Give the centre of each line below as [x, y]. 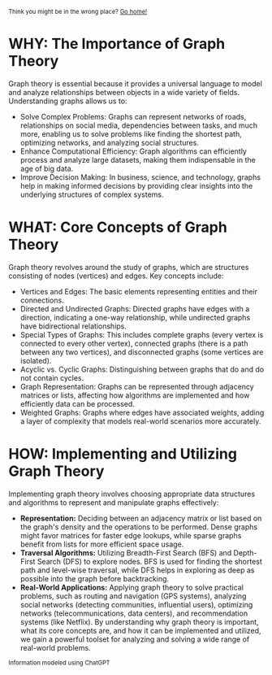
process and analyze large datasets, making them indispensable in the [138, 159]
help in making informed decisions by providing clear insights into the [136, 185]
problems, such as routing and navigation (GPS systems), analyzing [133, 596]
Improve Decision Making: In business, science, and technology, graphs [140, 177]
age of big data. [47, 168]
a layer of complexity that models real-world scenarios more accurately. [140, 421]
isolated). [36, 360]
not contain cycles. [52, 377]
